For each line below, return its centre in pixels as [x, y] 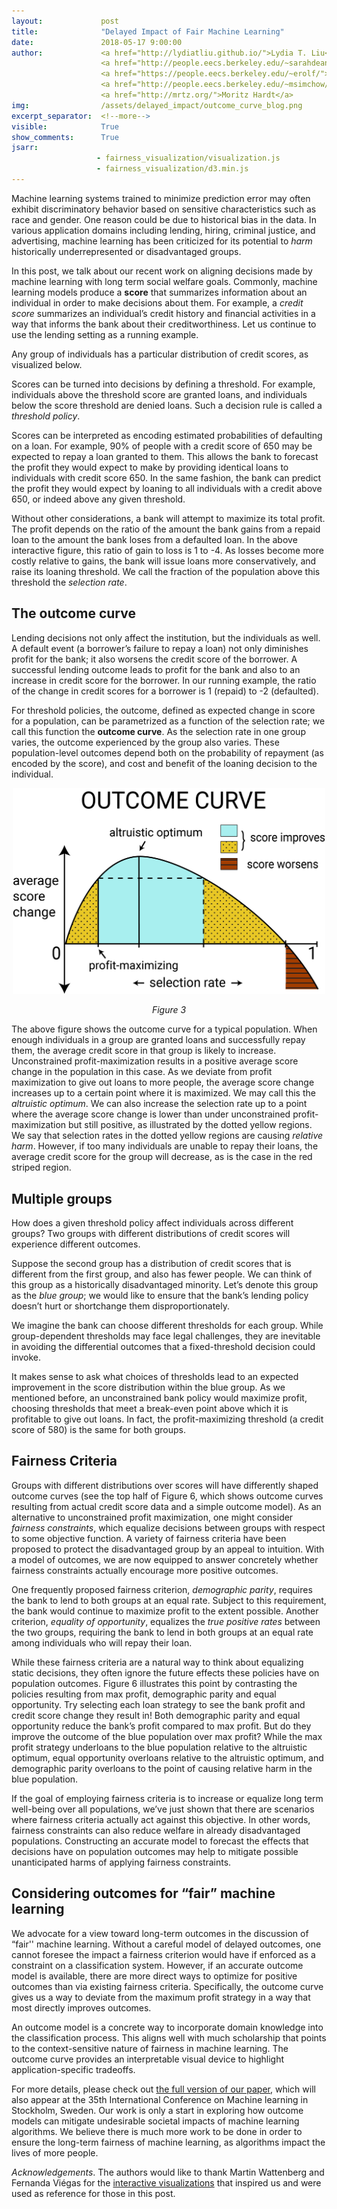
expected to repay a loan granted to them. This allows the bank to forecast [165, 456]
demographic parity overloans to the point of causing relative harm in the [162, 1768]
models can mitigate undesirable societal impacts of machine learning [155, 2121]
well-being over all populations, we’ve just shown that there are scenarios [163, 1809]
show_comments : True [65, 137]
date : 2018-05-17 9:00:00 [97, 42]
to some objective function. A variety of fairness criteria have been [149, 1538]
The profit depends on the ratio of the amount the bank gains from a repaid [166, 529]
